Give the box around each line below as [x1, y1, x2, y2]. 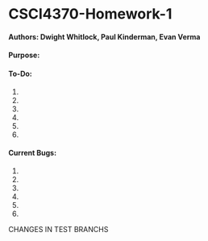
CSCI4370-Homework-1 [8, 5, 173, 23]
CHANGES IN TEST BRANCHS [8, 224, 109, 234]
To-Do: [8, 69, 32, 78]
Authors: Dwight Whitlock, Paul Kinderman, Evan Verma [8, 31, 201, 41]
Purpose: [8, 50, 40, 60]
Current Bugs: [8, 148, 57, 158]
